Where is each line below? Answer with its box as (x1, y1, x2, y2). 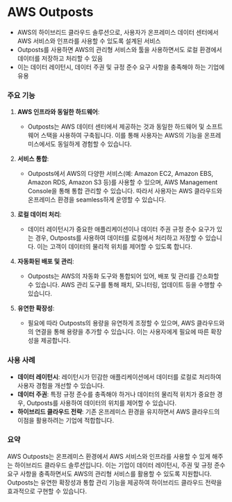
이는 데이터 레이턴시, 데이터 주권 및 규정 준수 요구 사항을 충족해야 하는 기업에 (17, 63, 225, 71)
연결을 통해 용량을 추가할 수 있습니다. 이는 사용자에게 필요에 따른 (35, 327, 210, 336)
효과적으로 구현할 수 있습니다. (7, 487, 88, 495)
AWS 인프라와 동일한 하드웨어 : (17, 108, 100, 116)
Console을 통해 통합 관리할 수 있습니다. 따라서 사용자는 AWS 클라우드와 (27, 187, 222, 195)
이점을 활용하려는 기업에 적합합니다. (17, 416, 115, 424)
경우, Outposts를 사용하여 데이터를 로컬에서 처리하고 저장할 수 (35, 234, 204, 242)
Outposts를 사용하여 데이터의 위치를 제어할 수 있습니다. (26, 398, 177, 407)
